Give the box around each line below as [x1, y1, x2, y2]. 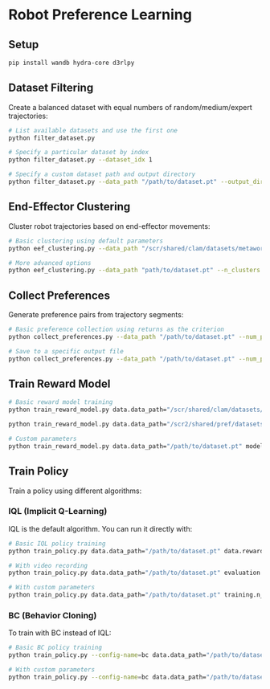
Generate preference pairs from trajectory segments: [8, 310, 184, 320]
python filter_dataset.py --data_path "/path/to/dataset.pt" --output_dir [8, 178, 264, 186]
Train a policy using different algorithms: [8, 486, 142, 495]
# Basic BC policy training [8, 644, 103, 652]
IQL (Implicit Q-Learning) [8, 506, 108, 517]
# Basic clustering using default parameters [8, 237, 163, 245]
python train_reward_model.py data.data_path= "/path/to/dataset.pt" [8, 442, 243, 450]
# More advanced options [8, 259, 92, 267]
